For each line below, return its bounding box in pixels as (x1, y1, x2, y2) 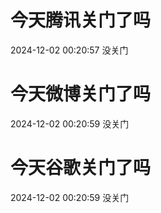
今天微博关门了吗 (10, 83, 152, 106)
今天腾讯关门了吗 (10, 9, 152, 32)
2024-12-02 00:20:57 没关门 (10, 44, 129, 56)
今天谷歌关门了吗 (10, 157, 152, 180)
